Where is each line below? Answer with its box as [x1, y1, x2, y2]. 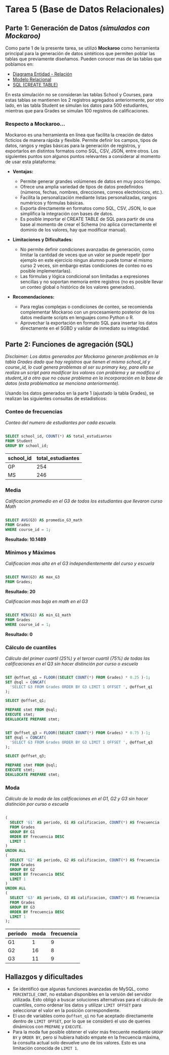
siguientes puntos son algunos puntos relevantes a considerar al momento [5, 153, 161, 160]
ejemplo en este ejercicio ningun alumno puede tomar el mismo [20, 257, 153, 263]
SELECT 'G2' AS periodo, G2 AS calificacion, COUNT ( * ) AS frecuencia [10, 857, 159, 863]
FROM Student [5, 439, 33, 444]
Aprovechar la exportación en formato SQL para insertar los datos [20, 320, 158, 326]
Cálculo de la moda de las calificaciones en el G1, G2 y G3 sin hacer [5, 796, 148, 802]
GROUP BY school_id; [5, 443, 49, 449]
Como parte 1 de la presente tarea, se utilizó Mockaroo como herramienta [5, 45, 159, 51]
